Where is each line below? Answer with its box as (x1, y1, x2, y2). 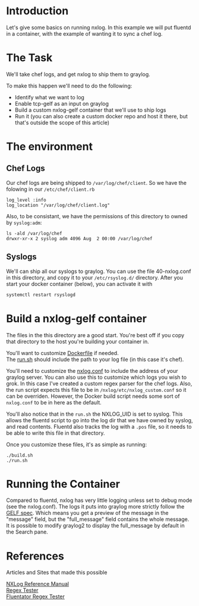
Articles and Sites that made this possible (6, 569, 108, 576)
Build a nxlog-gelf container (6, 312, 147, 325)
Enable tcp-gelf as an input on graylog (14, 100, 109, 107)
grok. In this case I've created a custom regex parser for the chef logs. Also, (6, 379, 192, 387)
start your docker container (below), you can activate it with (6, 280, 153, 287)
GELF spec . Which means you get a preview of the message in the (6, 510, 169, 517)
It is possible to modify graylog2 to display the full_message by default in (6, 522, 185, 529)
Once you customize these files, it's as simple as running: (6, 441, 147, 448)
